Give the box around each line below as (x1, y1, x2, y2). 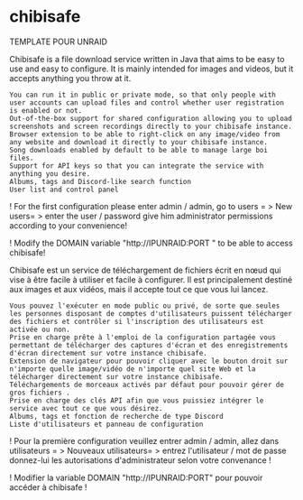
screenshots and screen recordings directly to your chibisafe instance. (9, 122, 293, 131)
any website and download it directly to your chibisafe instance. (9, 137, 269, 146)
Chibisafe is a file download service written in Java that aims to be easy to (9, 53, 285, 64)
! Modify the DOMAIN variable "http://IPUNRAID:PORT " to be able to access (9, 237, 293, 248)
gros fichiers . (9, 388, 70, 397)
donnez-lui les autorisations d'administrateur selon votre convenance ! (9, 454, 272, 466)
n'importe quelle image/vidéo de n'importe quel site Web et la (9, 364, 256, 374)
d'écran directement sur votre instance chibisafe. (9, 348, 207, 357)
